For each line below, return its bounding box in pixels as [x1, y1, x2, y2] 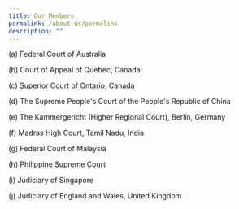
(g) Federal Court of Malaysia [8, 144, 107, 154]
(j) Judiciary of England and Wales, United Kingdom [8, 191, 182, 201]
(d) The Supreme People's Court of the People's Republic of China [8, 97, 232, 107]
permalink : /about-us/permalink [8, 20, 118, 28]
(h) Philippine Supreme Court [8, 159, 106, 169]
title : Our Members [8, 11, 75, 20]
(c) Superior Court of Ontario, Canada [8, 81, 135, 90]
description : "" [8, 27, 63, 35]
